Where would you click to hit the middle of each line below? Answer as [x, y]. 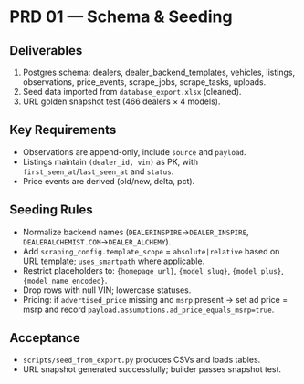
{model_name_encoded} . [65, 280]
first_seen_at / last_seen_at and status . [98, 171]
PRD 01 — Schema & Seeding [121, 17]
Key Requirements [63, 130]
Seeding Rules [51, 210]
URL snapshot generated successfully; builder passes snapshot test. [152, 369]
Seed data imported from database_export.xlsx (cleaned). [132, 92]
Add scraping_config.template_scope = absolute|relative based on [151, 251]
